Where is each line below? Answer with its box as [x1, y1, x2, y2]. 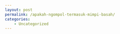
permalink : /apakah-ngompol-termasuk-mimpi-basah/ [5, 12, 115, 17]
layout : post [5, 7, 33, 12]
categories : [5, 16, 30, 21]
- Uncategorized [14, 21, 49, 26]
